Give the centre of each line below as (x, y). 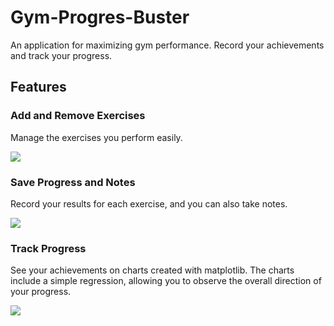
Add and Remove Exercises (78, 116)
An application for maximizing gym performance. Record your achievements (167, 45)
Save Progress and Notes (73, 182)
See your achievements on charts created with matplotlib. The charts (152, 270)
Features (38, 87)
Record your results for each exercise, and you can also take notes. (149, 203)
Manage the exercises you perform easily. (96, 137)
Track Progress (48, 248)
